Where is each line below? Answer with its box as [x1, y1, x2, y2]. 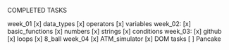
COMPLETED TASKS [7, 6, 68, 14]
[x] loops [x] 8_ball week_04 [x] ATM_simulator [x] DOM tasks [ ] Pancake [7, 35, 221, 43]
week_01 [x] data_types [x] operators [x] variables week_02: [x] [7, 20, 192, 27]
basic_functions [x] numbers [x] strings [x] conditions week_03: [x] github [7, 27, 222, 35]
